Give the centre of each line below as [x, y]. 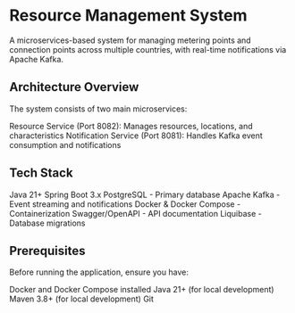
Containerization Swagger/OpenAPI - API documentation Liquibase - [135, 213]
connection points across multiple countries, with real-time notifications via [148, 49]
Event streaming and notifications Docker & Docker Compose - [125, 204]
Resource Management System [128, 16]
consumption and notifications [65, 144]
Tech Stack [41, 173]
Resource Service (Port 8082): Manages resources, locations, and [131, 126]
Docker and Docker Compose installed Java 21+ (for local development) [142, 290]
